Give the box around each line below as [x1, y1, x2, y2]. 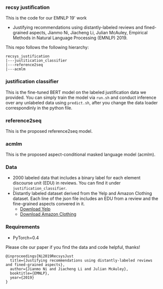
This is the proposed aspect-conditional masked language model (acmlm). [5, 151, 156, 158]
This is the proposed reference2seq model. [5, 128, 93, 134]
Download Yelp [20, 206, 51, 212]
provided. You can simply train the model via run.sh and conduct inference [5, 95, 157, 100]
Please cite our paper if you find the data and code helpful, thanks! [5, 244, 140, 250]
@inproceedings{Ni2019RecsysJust [5, 254, 74, 259]
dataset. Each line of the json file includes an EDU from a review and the [12, 195, 159, 202]
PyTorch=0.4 [12, 235, 39, 241]
